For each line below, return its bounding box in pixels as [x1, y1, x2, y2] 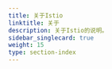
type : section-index [8, 48, 77, 56]
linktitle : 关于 [8, 19, 60, 27]
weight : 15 [8, 41, 44, 49]
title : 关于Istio [8, 11, 64, 20]
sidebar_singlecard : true [8, 33, 94, 42]
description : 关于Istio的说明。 [8, 26, 109, 34]
